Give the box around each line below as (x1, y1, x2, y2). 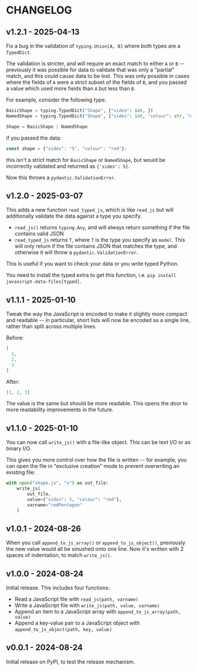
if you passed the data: (6, 134, 62, 141)
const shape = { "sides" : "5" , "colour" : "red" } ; (6, 145, 127, 151)
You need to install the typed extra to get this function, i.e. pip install (6, 272, 176, 279)
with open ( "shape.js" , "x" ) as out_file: (6, 480, 109, 486)
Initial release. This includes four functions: (6, 584, 110, 591)
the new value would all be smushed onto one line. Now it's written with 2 (6, 545, 184, 553)
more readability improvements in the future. (6, 406, 114, 414)
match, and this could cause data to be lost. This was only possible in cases (6, 73, 189, 79)
